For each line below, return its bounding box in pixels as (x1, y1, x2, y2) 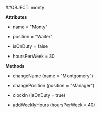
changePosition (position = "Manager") (12, 83, 95, 88)
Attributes (5, 14, 27, 20)
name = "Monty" (12, 24, 48, 30)
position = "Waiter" (12, 34, 53, 39)
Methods (5, 63, 25, 69)
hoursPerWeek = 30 (12, 53, 55, 59)
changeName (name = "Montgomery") (12, 73, 94, 79)
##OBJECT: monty (5, 5, 45, 10)
